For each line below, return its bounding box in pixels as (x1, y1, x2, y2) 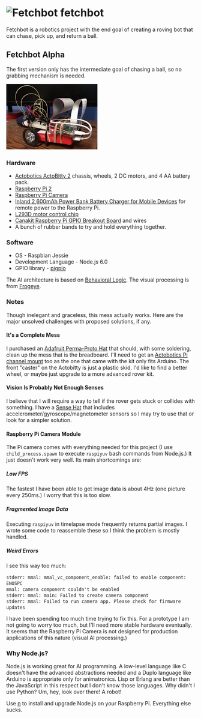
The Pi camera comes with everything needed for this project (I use (6, 444, 173, 451)
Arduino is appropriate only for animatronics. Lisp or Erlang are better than (6, 675, 190, 683)
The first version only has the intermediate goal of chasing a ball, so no (6, 65, 182, 73)
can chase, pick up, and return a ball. (6, 32, 98, 39)
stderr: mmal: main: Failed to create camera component (6, 593, 149, 599)
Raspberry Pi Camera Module (6, 430, 81, 438)
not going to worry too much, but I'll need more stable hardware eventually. (6, 621, 193, 629)
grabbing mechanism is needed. (6, 72, 86, 79)
